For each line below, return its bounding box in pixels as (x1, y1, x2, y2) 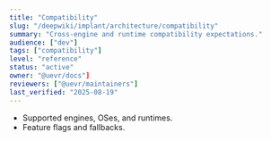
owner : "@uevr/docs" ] (9, 71, 91, 80)
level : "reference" (9, 54, 83, 63)
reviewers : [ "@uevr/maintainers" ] (9, 79, 139, 88)
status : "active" (9, 63, 74, 72)
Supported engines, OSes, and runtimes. (22, 112, 173, 123)
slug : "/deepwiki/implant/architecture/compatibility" (9, 21, 219, 30)
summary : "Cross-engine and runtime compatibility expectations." (9, 29, 263, 38)
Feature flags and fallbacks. (22, 121, 126, 132)
